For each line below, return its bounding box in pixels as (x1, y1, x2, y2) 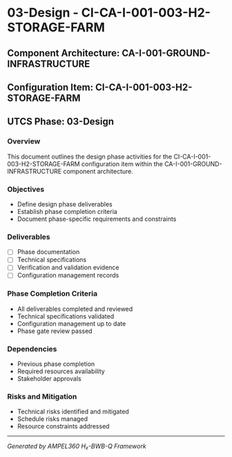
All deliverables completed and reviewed (17, 305, 133, 313)
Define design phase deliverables (17, 199, 113, 208)
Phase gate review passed (17, 327, 93, 335)
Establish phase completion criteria (17, 207, 117, 215)
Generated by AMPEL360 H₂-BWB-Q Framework (7, 442, 146, 451)
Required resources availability (17, 367, 105, 375)
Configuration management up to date (17, 319, 126, 328)
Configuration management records (17, 271, 119, 280)
